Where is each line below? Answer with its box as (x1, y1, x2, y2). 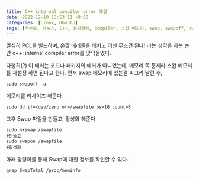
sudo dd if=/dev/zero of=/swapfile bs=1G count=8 (6, 104, 131, 110)
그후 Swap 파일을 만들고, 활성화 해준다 (6, 115, 96, 122)
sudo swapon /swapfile (6, 138, 62, 145)
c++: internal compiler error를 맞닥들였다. (12, 50, 111, 57)
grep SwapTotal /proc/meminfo (6, 168, 81, 174)
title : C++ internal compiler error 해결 (6, 8, 108, 15)
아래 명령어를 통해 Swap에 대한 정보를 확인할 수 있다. (6, 156, 129, 163)
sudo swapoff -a (6, 81, 46, 87)
